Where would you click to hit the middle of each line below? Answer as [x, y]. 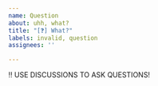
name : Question [34, 16]
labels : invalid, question [53, 38]
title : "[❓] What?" [41, 30]
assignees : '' [32, 45]
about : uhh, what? [39, 23]
